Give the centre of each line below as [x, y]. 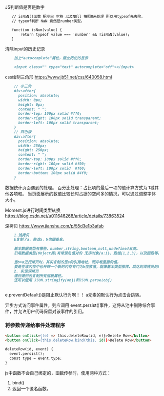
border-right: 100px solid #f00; [52, 164]
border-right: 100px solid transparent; [60, 118]
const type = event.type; [36, 358]
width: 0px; [30, 100]
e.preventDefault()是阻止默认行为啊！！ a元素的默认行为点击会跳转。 [74, 295]
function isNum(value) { [37, 30]
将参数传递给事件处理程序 [35, 325]
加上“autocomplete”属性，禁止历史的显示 [51, 58]
